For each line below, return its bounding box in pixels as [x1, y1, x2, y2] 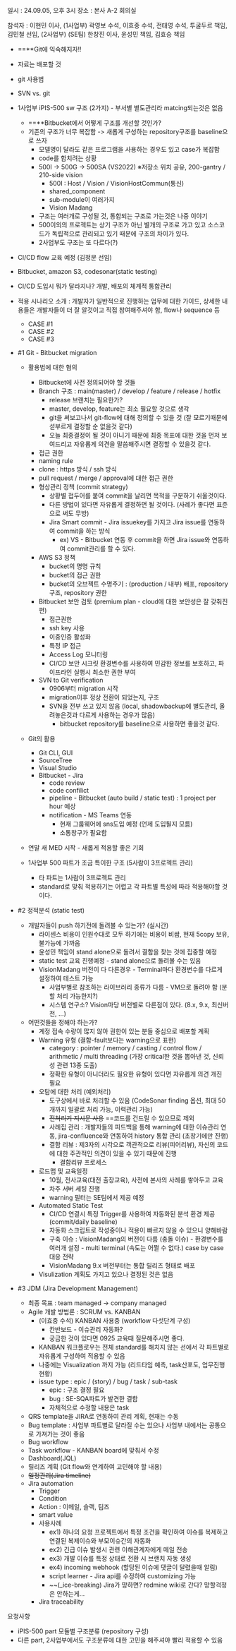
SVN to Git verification [38, 676, 104, 684]
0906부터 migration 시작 [49, 684, 118, 692]
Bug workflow [27, 1438, 69, 1446]
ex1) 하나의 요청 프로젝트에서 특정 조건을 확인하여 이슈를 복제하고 [49, 1527, 228, 1536]
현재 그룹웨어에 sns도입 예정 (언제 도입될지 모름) [59, 820, 193, 828]
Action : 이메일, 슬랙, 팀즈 [38, 1503, 110, 1511]
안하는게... [56, 1590, 85, 1597]
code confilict [49, 786, 89, 794]
